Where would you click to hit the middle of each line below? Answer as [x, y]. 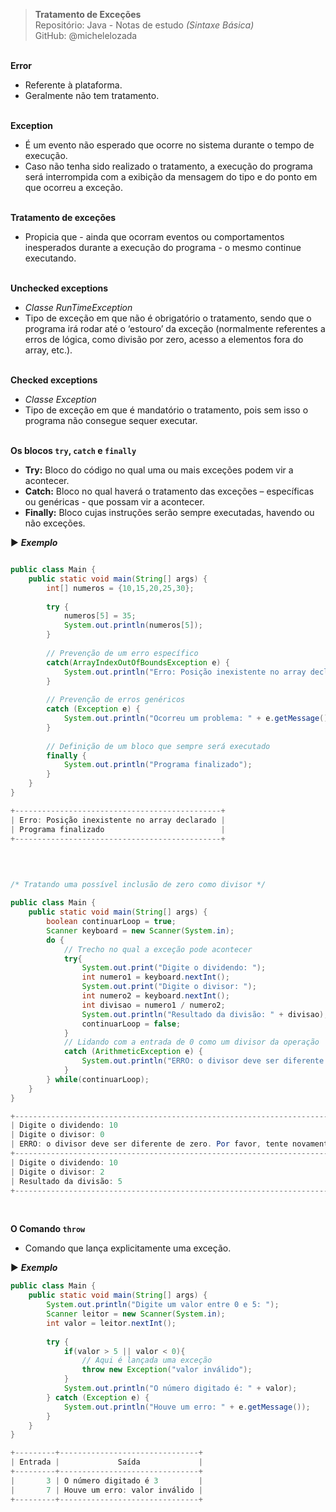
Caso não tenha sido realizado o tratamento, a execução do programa [168, 166]
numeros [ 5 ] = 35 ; [100, 616]
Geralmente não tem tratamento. [92, 95]
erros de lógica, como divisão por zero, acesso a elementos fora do [164, 339]
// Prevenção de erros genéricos [116, 700]
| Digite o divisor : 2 [57, 1172]
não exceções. [55, 523]
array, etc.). [48, 350]
